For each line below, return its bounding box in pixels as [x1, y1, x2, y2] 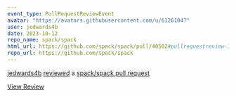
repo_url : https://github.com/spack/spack [7, 50, 133, 57]
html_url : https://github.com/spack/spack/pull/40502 [7, 43, 169, 50]
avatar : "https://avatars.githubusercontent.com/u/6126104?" [7, 17, 190, 24]
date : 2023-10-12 [7, 30, 58, 37]
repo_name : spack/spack [7, 37, 77, 44]
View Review [7, 82, 44, 91]
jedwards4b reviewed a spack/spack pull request [7, 68, 150, 77]
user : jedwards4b [7, 23, 58, 30]
